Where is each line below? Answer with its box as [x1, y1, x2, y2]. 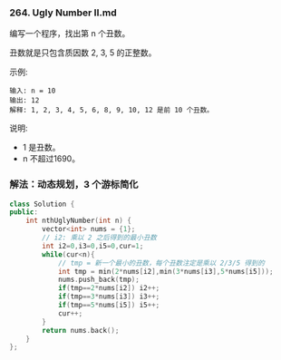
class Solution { [9, 199, 75, 209]
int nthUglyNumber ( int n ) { [25, 216, 131, 226]
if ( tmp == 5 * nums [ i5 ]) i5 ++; [57, 301, 160, 310]
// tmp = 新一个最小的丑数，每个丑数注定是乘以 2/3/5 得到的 [57, 258, 266, 268]
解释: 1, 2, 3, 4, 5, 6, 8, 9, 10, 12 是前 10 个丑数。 [9, 106, 214, 115]
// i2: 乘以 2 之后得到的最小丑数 [42, 233, 157, 242]
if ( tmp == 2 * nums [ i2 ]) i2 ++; [57, 284, 160, 293]
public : [9, 208, 39, 217]
